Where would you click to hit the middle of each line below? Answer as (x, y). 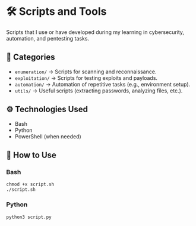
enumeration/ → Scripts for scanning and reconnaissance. (86, 72)
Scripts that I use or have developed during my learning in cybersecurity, (95, 32)
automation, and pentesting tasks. (48, 38)
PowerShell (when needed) (48, 136)
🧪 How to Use (31, 155)
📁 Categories (31, 57)
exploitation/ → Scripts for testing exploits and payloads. (86, 78)
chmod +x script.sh (30, 185)
